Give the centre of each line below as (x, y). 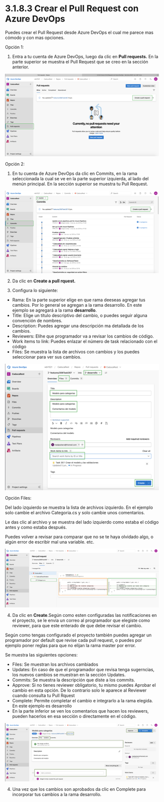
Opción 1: (14, 47)
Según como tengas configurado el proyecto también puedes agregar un (78, 635)
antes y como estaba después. (36, 528)
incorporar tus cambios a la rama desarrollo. (57, 795)
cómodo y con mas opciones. (35, 38)
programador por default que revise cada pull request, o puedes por (74, 640)
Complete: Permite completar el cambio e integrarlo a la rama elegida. (82, 700)
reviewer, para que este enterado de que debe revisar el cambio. (77, 625)
